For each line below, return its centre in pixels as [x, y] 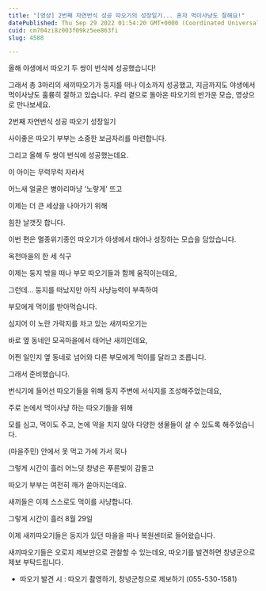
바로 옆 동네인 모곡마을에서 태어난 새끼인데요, [78, 341]
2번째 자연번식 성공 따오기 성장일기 [62, 122]
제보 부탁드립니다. [36, 562]
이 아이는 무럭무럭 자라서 [46, 172]
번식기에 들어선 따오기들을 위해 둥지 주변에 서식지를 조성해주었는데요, [115, 391]
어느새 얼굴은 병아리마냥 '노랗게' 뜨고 [65, 189]
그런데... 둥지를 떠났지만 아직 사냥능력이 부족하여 [83, 290]
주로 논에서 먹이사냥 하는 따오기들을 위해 [70, 408]
